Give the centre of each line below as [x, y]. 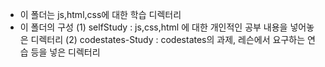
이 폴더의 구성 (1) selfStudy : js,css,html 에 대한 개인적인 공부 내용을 [153, 27]
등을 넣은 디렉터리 [65, 52]
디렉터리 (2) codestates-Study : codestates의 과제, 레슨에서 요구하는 [168, 39]
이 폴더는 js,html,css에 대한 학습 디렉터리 [100, 14]
